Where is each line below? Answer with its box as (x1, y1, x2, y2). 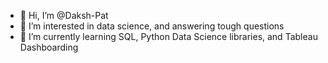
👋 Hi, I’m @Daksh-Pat (19, 10, 109, 21)
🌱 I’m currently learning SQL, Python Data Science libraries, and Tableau (19, 31, 318, 42)
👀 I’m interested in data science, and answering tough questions (19, 20, 285, 32)
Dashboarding (19, 41, 79, 53)
